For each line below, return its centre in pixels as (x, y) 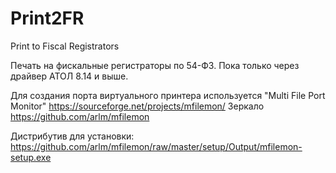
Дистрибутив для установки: (72, 136)
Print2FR (47, 18)
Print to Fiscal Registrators (65, 46)
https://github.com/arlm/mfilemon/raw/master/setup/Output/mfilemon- (156, 146)
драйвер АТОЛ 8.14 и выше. (69, 76)
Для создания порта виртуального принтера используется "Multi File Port (168, 95)
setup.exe (31, 157)
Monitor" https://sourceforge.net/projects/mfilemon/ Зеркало (137, 106)
